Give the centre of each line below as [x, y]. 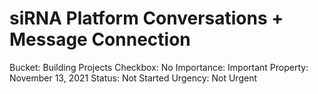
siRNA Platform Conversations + [146, 18]
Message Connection [100, 39]
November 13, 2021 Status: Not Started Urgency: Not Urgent [133, 78]
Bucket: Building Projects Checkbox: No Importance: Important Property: [159, 67]
